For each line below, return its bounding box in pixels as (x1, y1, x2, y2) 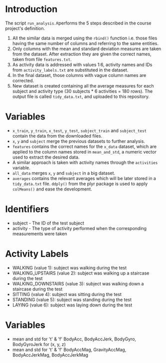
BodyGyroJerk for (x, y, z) (12, 341, 66, 347)
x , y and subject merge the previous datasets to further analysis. (12, 138, 146, 144)
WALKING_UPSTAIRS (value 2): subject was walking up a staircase (12, 270, 150, 276)
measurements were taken (12, 230, 67, 236)
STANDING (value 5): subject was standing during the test (12, 296, 132, 302)
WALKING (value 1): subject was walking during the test (12, 264, 127, 270)
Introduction (5, 3, 58, 15)
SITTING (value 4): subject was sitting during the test (12, 291, 122, 297)
